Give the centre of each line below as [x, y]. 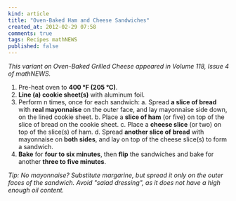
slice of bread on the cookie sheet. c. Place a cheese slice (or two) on [120, 124]
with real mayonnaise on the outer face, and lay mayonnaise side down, [123, 110]
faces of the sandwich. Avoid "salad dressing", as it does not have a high [114, 182]
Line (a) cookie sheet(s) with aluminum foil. [81, 95]
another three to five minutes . [62, 161]
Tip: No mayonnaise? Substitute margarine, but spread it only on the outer [116, 175]
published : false [33, 46]
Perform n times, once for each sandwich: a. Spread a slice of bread [117, 102]
